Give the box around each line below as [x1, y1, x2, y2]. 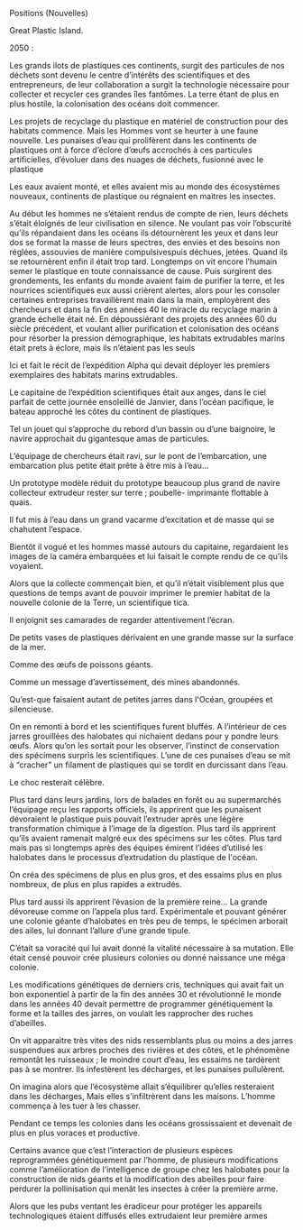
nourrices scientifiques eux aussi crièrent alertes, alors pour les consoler [9, 285, 280, 296]
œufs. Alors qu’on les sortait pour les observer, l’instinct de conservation [9, 740, 280, 751]
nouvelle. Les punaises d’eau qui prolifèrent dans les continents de [9, 135, 257, 145]
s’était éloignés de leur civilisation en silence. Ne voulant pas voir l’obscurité [9, 218, 292, 228]
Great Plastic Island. [9, 25, 84, 35]
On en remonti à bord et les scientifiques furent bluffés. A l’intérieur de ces [9, 721, 287, 731]
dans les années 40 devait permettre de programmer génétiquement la [9, 998, 273, 1009]
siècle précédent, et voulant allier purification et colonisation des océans [9, 324, 280, 334]
